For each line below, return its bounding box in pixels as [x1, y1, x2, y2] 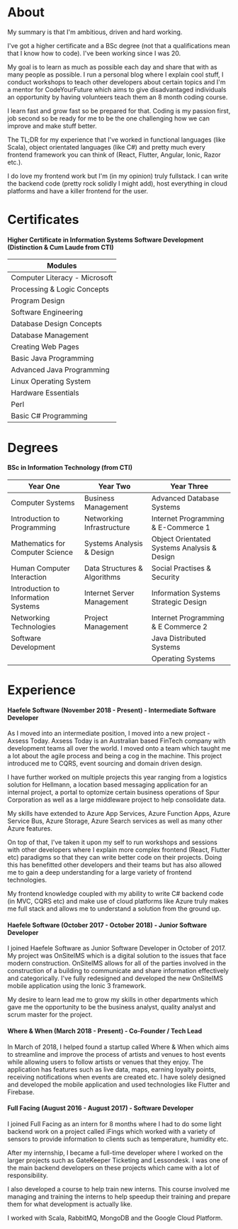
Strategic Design [151, 597, 208, 607]
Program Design [11, 296, 65, 305]
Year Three [170, 481, 209, 491]
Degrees [7, 439, 59, 456]
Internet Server [84, 588, 135, 597]
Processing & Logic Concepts [11, 284, 110, 294]
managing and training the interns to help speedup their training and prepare [7, 1192, 231, 1201]
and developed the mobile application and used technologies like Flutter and [7, 1080, 230, 1089]
